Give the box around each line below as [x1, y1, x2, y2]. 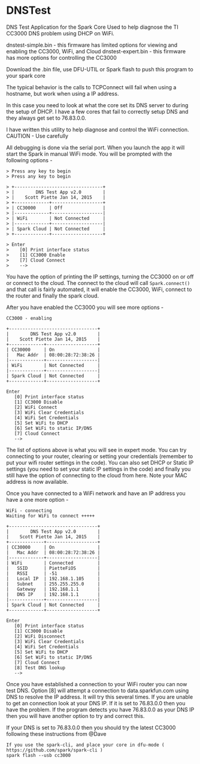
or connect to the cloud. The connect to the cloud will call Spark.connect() [6, 279, 190, 286]
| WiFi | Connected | [6, 560, 101, 566]
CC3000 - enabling [6, 315, 52, 321]
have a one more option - [6, 496, 69, 503]
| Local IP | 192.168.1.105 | [6, 575, 101, 581]
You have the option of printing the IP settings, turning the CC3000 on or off [6, 273, 194, 280]
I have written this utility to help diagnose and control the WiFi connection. [6, 126, 190, 133]
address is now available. [6, 478, 69, 485]
